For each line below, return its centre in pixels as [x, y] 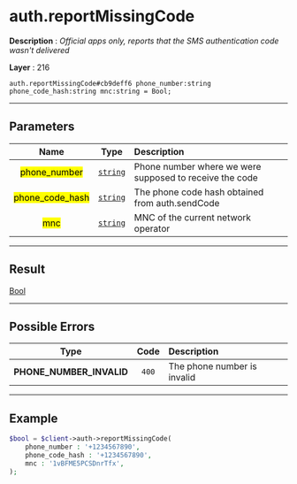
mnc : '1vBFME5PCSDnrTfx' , [75, 463]
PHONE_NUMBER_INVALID [71, 372]
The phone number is [213, 366]
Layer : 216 [30, 67]
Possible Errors [52, 326]
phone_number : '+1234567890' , [83, 447]
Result [27, 269]
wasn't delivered [39, 50]
